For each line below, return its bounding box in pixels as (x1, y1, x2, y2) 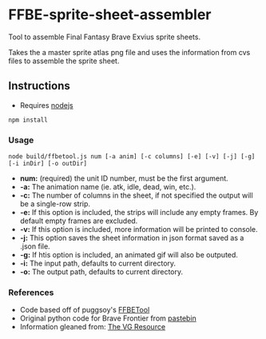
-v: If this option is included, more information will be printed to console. (19, 225, 258, 234)
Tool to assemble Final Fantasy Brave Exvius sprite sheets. (8, 32, 201, 42)
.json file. (19, 241, 50, 251)
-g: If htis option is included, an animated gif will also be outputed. (19, 250, 238, 260)
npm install (8, 116, 48, 124)
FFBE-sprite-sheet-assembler (8, 6, 212, 24)
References (8, 286, 54, 297)
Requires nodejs (19, 100, 73, 110)
